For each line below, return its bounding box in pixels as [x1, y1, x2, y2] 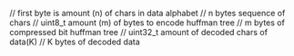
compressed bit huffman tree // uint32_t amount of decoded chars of [9, 27, 269, 37]
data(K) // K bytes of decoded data [9, 36, 141, 47]
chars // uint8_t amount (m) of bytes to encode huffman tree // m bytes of [9, 17, 285, 28]
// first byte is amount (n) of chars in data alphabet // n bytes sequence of [9, 8, 286, 18]
